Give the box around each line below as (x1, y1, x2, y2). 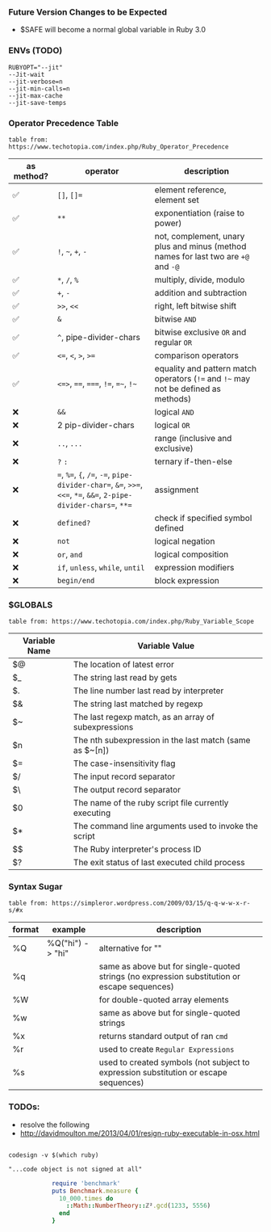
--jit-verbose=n (8, 78, 63, 86)
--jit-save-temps (8, 99, 67, 107)
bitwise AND (154, 313, 197, 325)
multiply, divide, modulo (154, 274, 245, 285)
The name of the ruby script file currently (73, 797, 229, 809)
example (52, 924, 86, 936)
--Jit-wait (8, 70, 45, 78)
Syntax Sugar (8, 881, 63, 893)
